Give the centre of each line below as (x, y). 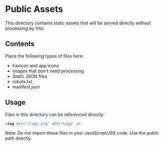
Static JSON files (30, 76)
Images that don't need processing (48, 71)
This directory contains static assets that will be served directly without (78, 23)
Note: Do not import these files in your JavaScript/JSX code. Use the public (82, 133)
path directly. (19, 139)
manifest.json (26, 87)
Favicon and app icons (36, 65)
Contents (20, 44)
